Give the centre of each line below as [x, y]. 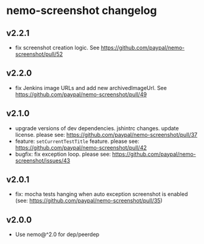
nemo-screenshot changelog [82, 11]
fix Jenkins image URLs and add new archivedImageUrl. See [91, 88]
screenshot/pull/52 [39, 54]
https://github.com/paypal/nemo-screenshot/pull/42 [81, 147]
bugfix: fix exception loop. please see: [63, 154]
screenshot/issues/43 [43, 160]
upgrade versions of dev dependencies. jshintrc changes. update [97, 128]
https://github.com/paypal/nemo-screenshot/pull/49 [81, 94]
